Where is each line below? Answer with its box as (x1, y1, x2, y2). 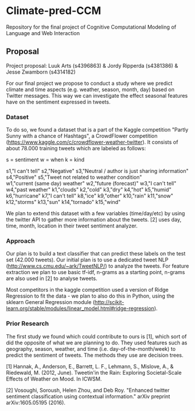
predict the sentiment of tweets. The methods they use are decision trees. (6, 351, 184, 358)
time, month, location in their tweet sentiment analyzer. (6, 222, 138, 229)
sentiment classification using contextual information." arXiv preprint (6, 393, 171, 400)
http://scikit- (94, 299, 125, 306)
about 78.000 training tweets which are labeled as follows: (6, 145, 146, 152)
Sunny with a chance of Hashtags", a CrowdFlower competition (6, 133, 158, 140)
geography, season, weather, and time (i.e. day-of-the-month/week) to (6, 345, 176, 352)
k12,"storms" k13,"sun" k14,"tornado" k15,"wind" (6, 199, 121, 206)
